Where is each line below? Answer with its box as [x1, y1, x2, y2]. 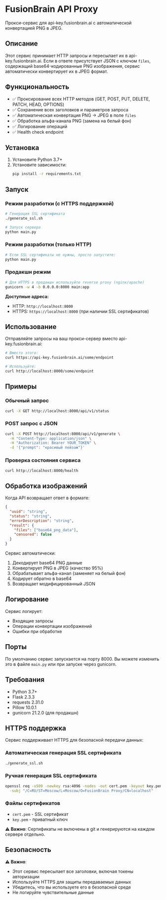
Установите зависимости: [12, 162, 67, 168]
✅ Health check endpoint [12, 129, 64, 135]
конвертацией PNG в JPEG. [5, 25, 63, 31]
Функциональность [5, 83, 70, 91]
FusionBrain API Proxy [5, 3, 98, 15]
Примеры [5, 382, 37, 391]
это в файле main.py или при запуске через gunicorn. [5, 661, 117, 667]
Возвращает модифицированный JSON [12, 581, 95, 587]
